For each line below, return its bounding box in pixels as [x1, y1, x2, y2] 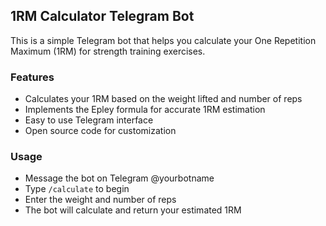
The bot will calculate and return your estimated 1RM [24, 204, 242, 216]
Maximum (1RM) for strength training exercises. [10, 45, 206, 57]
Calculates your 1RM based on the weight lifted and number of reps [24, 93, 303, 105]
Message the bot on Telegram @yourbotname [24, 172, 215, 184]
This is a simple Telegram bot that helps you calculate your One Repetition [10, 34, 317, 46]
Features [10, 70, 55, 84]
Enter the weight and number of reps [24, 194, 177, 206]
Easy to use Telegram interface [24, 114, 154, 126]
